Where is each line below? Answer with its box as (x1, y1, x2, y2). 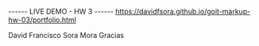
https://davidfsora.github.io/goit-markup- (114, 7, 251, 16)
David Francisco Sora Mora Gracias (8, 31, 125, 40)
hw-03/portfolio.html (8, 15, 77, 25)
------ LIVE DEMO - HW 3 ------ (8, 7, 114, 16)
